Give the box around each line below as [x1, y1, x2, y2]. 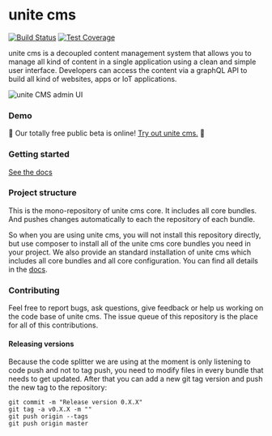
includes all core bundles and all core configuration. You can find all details [8, 255, 259, 265]
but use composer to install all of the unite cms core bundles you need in [8, 238, 251, 248]
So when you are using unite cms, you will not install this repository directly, [8, 229, 261, 240]
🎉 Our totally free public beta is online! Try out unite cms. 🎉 [8, 128, 205, 139]
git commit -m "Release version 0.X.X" [8, 399, 143, 407]
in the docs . [8, 264, 48, 274]
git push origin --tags [8, 412, 89, 421]
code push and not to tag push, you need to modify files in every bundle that [8, 365, 264, 375]
